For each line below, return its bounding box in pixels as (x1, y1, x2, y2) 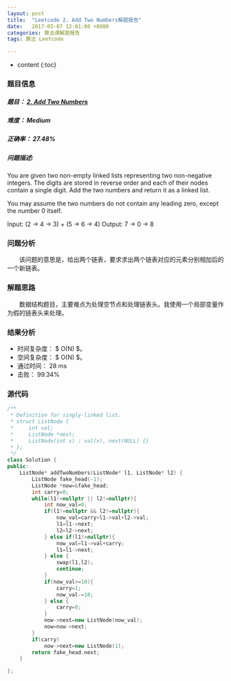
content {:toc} (16, 61, 57, 69)
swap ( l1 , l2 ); (56, 559, 94, 566)
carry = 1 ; (56, 585, 81, 591)
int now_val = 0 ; (43, 501, 88, 509)
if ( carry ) (32, 636, 60, 643)
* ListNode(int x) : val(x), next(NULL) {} (10, 437, 149, 445)
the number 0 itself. (7, 207, 63, 215)
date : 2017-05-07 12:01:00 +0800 (7, 23, 109, 30)
